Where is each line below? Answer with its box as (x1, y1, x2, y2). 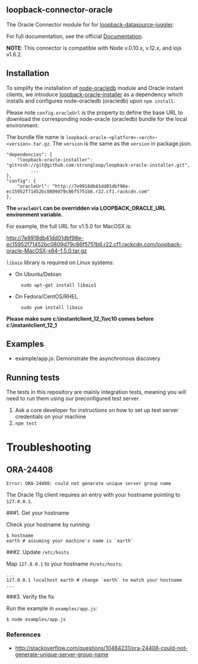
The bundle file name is (6, 133, 65, 141)
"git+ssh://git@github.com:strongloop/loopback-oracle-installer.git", (6, 162, 190, 168)
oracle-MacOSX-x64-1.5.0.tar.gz (6, 247, 88, 254)
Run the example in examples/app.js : (6, 605, 98, 612)
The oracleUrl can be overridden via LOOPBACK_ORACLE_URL (6, 204, 166, 211)
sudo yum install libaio (21, 305, 83, 311)
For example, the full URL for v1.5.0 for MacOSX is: (6, 222, 132, 230)
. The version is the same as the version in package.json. (49, 140, 192, 147)
